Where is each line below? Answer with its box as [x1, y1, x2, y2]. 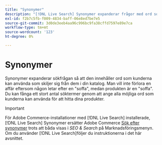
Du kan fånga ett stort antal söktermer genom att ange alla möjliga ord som [5, 91, 154, 97]
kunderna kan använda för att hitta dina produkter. [5, 96, 105, 102]
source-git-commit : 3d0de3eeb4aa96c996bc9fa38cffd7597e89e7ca [5, 20, 133, 26]
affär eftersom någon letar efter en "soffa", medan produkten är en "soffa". [5, 85, 153, 91]
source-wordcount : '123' [5, 30, 55, 34]
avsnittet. [5, 135, 24, 141]
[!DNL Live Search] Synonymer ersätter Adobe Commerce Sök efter [5, 120, 140, 126]
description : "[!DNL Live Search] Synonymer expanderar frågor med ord [5, 12, 152, 16]
